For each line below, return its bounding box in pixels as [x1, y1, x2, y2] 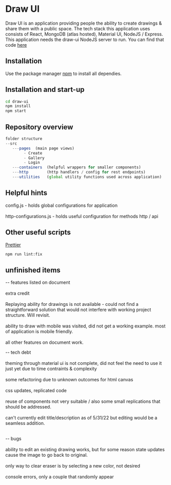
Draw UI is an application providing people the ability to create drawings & [5, 20, 162, 26]
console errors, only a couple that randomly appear [5, 474, 114, 480]
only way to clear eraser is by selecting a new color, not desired [5, 463, 140, 469]
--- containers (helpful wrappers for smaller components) [12, 165, 141, 170]
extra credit [5, 290, 30, 297]
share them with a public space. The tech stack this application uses [5, 25, 150, 31]
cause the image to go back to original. [5, 452, 88, 458]
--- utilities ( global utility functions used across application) [12, 174, 162, 180]
